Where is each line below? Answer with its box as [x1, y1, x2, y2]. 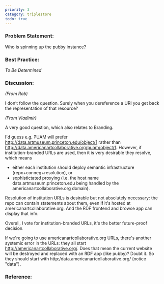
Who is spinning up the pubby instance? [5, 44, 86, 50]
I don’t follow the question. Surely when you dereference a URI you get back [5, 100, 160, 106]
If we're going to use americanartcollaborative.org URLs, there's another [5, 235, 152, 241]
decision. [5, 225, 24, 231]
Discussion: [5, 79, 34, 86]
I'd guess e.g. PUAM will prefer [5, 134, 68, 140]
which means [5, 155, 32, 161]
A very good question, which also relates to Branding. [5, 125, 114, 130]
